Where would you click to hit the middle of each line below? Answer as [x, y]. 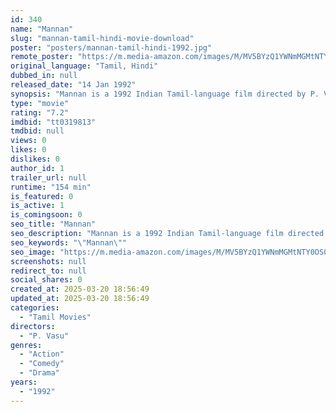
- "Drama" [39, 373]
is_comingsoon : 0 [46, 215]
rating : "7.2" [40, 112]
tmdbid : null [37, 131]
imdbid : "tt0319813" [53, 122]
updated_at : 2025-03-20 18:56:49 [80, 299]
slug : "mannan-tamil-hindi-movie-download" [102, 38]
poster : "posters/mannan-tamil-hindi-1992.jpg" [111, 47]
